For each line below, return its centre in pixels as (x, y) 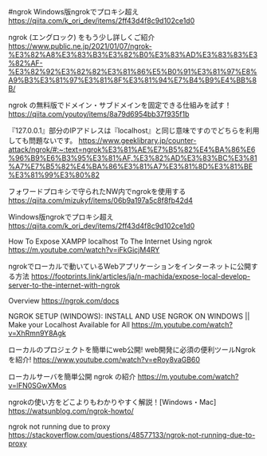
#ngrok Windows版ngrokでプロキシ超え (74, 12)
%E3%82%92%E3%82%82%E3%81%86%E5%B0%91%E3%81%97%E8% (133, 71)
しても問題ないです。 (43, 141)
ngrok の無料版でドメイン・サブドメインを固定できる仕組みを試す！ (120, 105)
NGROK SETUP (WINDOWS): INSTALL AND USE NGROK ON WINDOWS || (129, 316)
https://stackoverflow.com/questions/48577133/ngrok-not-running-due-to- (132, 435)
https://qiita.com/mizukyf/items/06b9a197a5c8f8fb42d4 (101, 200)
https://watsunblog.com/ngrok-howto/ (71, 411)
